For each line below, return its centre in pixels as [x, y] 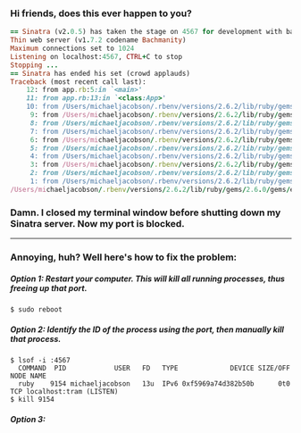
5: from [44, 148]
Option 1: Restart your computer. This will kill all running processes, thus [147, 279]
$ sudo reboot [37, 309]
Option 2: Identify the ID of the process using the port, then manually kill [147, 329]
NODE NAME [29, 376]
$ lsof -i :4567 [40, 360]
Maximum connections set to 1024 [72, 49]
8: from [44, 123]
